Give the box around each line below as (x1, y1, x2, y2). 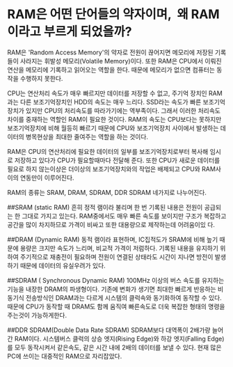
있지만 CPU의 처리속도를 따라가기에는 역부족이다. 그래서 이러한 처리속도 (25, 106, 221, 115)
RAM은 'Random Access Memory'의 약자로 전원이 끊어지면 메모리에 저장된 (7, 48, 214, 56)
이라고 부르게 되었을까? (7, 24, 132, 40)
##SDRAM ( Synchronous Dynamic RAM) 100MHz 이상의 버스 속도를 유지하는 (7, 276, 225, 284)
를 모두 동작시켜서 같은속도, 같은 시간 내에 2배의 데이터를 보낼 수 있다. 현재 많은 (7, 343, 222, 352)
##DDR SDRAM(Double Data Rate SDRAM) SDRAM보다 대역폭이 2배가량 (7, 325, 211, 334)
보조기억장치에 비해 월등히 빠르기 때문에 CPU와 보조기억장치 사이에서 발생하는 (7, 123, 219, 132)
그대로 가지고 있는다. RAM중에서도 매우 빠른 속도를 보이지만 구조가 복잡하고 (22, 212, 227, 220)
